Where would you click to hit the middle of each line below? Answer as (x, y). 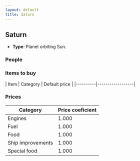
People (14, 59)
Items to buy (21, 73)
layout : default (22, 10)
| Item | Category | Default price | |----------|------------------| (70, 84)
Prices (13, 97)
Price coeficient (77, 109)
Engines (17, 118)
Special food (22, 150)
